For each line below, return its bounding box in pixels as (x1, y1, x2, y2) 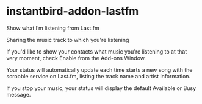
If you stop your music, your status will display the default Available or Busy (6, 84, 197, 92)
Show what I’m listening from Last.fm (6, 24, 99, 32)
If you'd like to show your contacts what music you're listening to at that (6, 47, 187, 55)
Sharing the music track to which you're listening (6, 36, 129, 43)
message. (6, 91, 31, 98)
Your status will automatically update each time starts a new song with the (6, 66, 193, 74)
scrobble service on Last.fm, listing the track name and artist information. (6, 72, 191, 80)
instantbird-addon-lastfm (6, 4, 139, 18)
